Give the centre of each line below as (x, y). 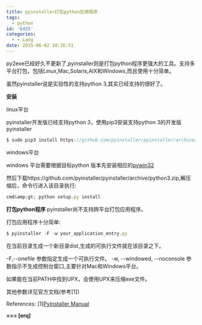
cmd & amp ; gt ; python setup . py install (54, 197)
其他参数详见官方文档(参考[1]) (43, 292)
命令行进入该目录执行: (49, 185)
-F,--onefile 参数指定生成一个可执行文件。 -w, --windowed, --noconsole (96, 258)
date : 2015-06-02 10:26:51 (40, 46)
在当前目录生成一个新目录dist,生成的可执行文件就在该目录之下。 (85, 245)
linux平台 (17, 109)
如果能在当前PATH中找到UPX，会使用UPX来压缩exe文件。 (78, 279)
